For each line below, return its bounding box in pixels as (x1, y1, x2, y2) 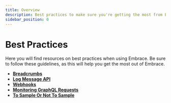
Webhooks (12, 82, 37, 88)
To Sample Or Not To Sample (12, 92, 75, 98)
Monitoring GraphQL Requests (12, 87, 79, 93)
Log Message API (12, 76, 51, 82)
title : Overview (5, 7, 40, 13)
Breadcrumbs (12, 71, 42, 77)
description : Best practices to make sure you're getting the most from (5, 12, 163, 17)
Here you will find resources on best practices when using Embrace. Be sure (5, 55, 166, 61)
